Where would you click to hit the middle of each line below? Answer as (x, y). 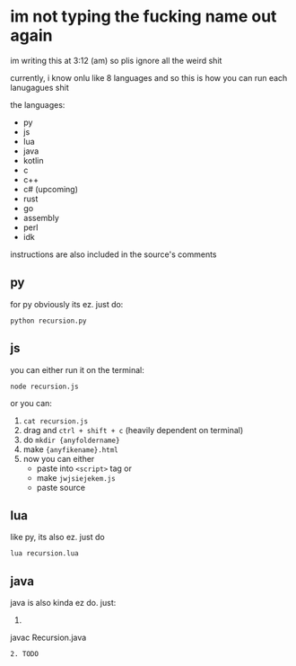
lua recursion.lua (44, 554)
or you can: (31, 403)
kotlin (33, 160)
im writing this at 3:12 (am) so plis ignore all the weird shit (116, 60)
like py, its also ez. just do (58, 537)
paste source (61, 487)
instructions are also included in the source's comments (114, 254)
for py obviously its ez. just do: (67, 304)
